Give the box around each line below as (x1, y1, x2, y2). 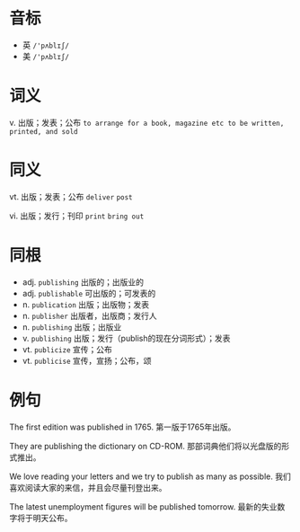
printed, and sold (9, 127, 78, 136)
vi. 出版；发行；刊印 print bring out (9, 210, 145, 221)
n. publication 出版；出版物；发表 (22, 298, 150, 310)
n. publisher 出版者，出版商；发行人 (22, 310, 157, 321)
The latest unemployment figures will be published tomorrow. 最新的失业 (9, 501, 278, 512)
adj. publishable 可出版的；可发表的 (22, 288, 156, 298)
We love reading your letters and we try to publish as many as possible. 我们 (9, 471, 292, 482)
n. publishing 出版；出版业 (22, 321, 122, 332)
